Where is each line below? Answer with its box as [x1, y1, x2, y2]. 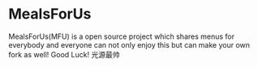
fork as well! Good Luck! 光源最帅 [8, 49, 120, 59]
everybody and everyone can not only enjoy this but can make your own [8, 40, 250, 49]
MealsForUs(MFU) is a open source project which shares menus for [8, 31, 235, 41]
